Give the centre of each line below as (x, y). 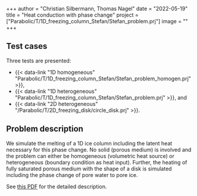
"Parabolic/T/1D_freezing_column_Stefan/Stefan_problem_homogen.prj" (103, 78)
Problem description (45, 129)
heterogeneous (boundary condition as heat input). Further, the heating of (97, 162)
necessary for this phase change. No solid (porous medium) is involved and (99, 150)
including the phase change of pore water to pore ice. (72, 175)
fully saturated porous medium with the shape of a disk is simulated (89, 169)
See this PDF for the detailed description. (57, 186)
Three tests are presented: (39, 60)
